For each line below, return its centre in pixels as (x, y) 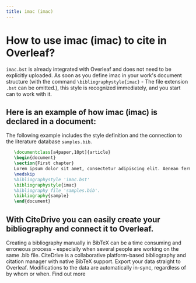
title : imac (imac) (30, 11)
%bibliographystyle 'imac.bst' (52, 180)
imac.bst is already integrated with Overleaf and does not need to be (89, 69)
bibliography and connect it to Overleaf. (80, 229)
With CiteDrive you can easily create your (83, 220)
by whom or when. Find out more (46, 274)
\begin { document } (35, 158)
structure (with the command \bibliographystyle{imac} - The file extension (97, 81)
